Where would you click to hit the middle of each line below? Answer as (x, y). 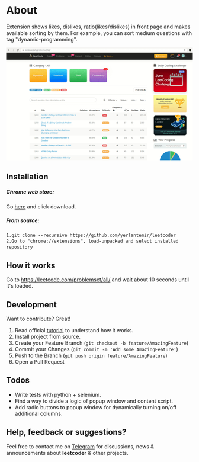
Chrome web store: (30, 192)
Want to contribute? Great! (38, 319)
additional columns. (39, 413)
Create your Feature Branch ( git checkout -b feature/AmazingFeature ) (102, 343)
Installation (27, 177)
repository (20, 247)
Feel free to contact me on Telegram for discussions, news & (80, 446)
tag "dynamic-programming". (42, 39)
